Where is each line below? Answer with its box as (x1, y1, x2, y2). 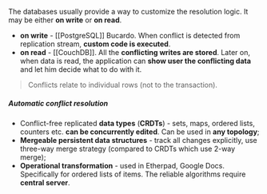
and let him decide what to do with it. (19, 65, 142, 74)
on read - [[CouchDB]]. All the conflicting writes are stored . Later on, (19, 48, 250, 57)
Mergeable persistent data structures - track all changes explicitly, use (19, 135, 257, 145)
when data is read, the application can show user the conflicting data (19, 56, 252, 65)
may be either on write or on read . (8, 15, 122, 25)
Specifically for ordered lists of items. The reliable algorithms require (19, 169, 246, 179)
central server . (19, 177, 70, 187)
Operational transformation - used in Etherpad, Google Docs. (19, 160, 225, 170)
